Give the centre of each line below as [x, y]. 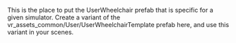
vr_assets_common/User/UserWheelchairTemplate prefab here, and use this [118, 25]
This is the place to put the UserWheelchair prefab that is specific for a [110, 10]
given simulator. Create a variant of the [64, 17]
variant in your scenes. [41, 32]
